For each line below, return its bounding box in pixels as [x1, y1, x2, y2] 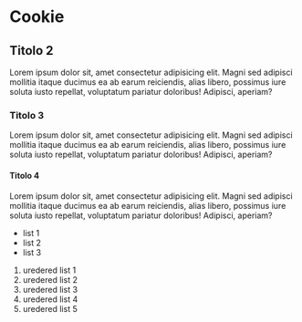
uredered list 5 [22, 303, 78, 314]
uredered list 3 [22, 284, 78, 295]
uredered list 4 [22, 294, 78, 305]
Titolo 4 [9, 170, 39, 181]
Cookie [9, 6, 65, 27]
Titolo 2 [9, 43, 54, 58]
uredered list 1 [22, 265, 77, 275]
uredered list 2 [22, 274, 78, 285]
